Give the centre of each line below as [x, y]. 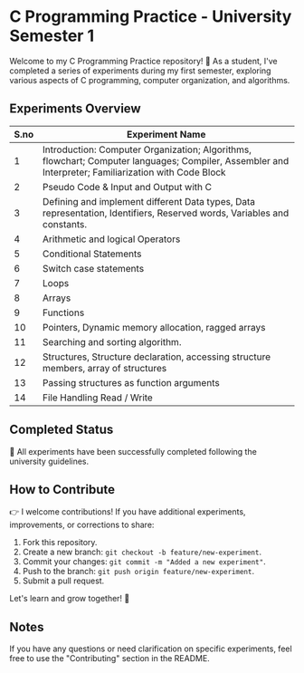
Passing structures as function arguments [131, 382]
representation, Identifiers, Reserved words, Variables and [166, 213]
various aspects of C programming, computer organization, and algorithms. [150, 80]
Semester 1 [52, 36]
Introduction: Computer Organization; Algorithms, [147, 149]
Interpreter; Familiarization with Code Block [134, 172]
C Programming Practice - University [151, 17]
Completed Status [62, 430]
